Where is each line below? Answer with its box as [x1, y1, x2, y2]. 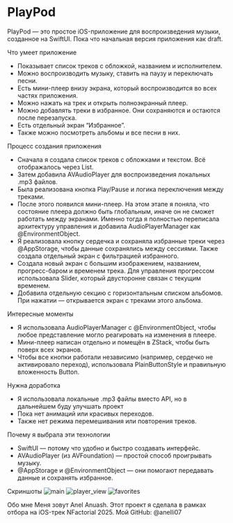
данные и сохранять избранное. [17, 473, 113, 482]
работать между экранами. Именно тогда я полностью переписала [17, 214, 220, 223]
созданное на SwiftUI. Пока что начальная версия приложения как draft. [7, 34, 223, 43]
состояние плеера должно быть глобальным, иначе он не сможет [17, 207, 214, 215]
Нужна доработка [7, 381, 61, 389]
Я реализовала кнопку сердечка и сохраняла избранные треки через [17, 236, 225, 245]
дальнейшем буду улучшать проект [17, 402, 124, 410]
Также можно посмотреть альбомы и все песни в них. [17, 128, 181, 137]
